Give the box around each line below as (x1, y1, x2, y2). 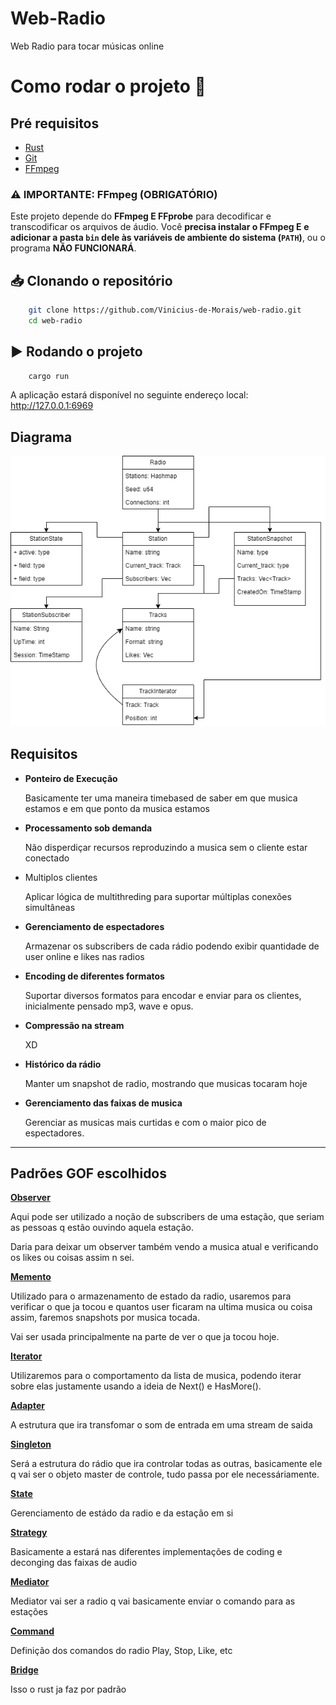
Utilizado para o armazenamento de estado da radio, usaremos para (10, 1290, 292, 1302)
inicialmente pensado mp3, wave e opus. (24, 1000, 194, 1012)
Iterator (10, 1350, 43, 1362)
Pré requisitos (10, 115, 100, 132)
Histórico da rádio (24, 1058, 102, 1070)
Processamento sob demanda (24, 822, 153, 834)
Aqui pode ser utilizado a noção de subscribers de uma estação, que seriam (10, 1211, 325, 1223)
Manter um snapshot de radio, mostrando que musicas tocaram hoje (24, 1077, 308, 1089)
